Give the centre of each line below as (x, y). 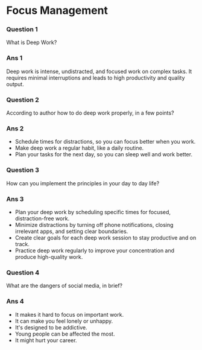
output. (15, 84)
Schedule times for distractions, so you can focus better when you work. (105, 142)
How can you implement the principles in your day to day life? (83, 183)
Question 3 (23, 170)
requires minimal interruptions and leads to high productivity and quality (96, 78)
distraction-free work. (42, 218)
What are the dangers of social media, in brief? (65, 286)
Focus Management (57, 11)
